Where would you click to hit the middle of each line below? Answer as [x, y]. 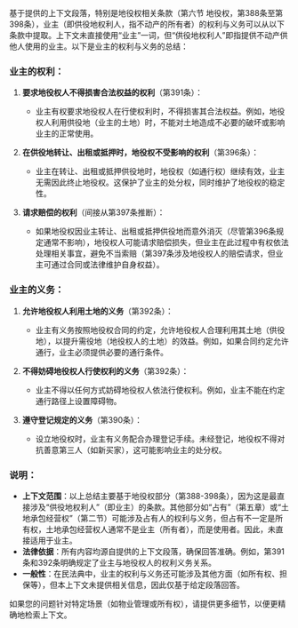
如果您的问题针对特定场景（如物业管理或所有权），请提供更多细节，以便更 [144, 603]
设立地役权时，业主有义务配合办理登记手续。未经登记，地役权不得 [156, 439]
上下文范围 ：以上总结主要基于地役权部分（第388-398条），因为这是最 [149, 496]
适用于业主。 [53, 540]
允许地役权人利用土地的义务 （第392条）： [97, 311]
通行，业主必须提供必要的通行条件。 [102, 352]
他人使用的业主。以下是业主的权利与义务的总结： [99, 46]
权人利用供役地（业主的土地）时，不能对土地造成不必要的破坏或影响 [160, 123]
